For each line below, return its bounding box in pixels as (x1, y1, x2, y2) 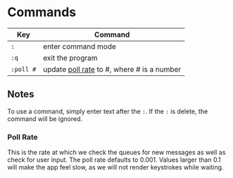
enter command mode (43, 42, 116, 51)
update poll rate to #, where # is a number (43, 64, 182, 74)
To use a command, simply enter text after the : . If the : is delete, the (7, 107, 208, 115)
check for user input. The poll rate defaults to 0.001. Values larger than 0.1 (7, 155, 221, 164)
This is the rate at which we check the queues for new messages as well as (7, 148, 226, 157)
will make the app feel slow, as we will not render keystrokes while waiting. (7, 163, 224, 172)
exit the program (43, 53, 98, 63)
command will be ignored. (7, 114, 83, 123)
